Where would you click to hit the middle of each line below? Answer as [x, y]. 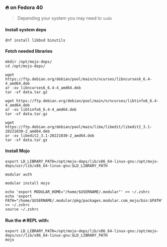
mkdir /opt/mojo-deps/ [29, 62]
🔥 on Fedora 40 [24, 7]
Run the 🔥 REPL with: [27, 220]
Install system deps [26, 29]
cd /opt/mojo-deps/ [25, 66]
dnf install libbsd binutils [35, 40]
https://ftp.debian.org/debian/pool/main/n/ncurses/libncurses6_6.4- [79, 79]
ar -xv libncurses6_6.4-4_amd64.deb [43, 88]
